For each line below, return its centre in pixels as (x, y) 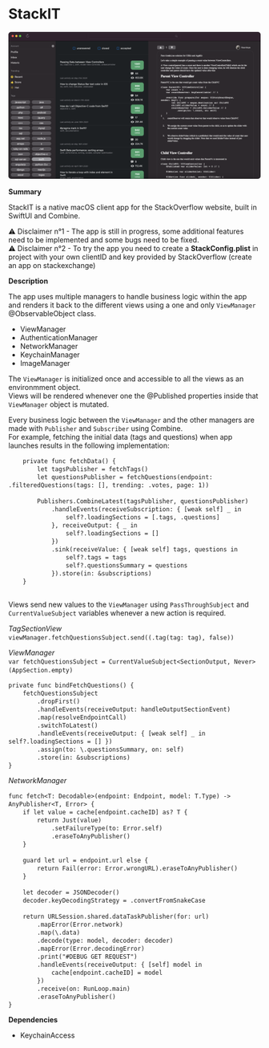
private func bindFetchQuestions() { (71, 686)
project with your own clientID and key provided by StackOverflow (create (130, 257)
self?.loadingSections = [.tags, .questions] (143, 518)
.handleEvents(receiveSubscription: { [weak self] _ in (146, 510)
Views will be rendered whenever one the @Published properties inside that (133, 396)
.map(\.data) (59, 933)
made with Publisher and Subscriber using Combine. (96, 429)
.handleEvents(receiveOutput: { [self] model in (120, 965)
